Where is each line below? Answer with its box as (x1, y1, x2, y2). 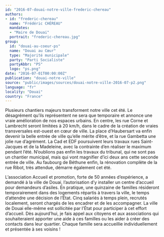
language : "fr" (5, 84, 36, 90)
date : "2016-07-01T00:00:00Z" (5, 71, 67, 76)
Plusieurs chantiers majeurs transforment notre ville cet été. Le (5, 107, 133, 113)
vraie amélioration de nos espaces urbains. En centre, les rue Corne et (5, 118, 148, 124)
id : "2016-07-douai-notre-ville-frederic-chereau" (5, 7, 111, 12)
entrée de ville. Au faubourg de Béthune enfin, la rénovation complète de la (5, 159, 158, 165)
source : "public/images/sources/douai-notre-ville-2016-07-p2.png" (5, 80, 147, 85)
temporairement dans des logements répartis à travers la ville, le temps (5, 190, 149, 196)
